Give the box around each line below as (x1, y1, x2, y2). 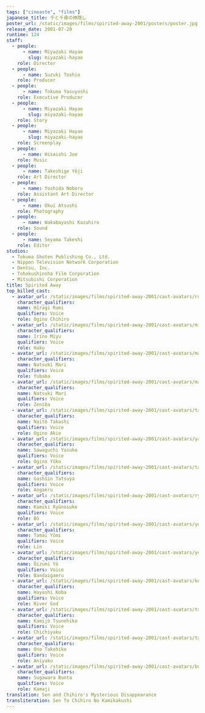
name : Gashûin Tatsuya (17, 476, 75, 482)
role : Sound (17, 225, 48, 231)
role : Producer (17, 77, 56, 83)
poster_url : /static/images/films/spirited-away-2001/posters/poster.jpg (6, 20, 198, 26)
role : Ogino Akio (17, 430, 62, 436)
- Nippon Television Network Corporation (12, 259, 119, 266)
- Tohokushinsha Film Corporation (12, 271, 99, 277)
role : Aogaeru (17, 487, 53, 493)
